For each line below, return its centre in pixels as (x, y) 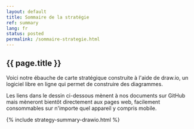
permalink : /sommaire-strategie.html (53, 39)
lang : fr (17, 28)
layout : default (26, 12)
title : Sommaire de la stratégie (48, 17)
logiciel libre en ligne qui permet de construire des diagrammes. (84, 84)
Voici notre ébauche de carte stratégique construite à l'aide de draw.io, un (97, 77)
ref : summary (22, 23)
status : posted (25, 34)
